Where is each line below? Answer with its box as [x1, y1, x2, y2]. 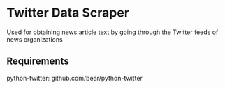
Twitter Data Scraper [6, 5, 130, 21]
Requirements [6, 56, 69, 67]
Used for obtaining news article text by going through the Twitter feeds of [6, 28, 219, 36]
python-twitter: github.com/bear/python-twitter [6, 74, 143, 82]
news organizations [6, 35, 64, 43]
